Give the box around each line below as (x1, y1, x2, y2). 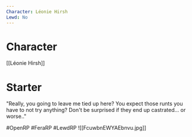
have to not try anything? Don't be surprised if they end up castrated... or (6, 107, 186, 114)
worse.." (6, 113, 27, 120)
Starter (6, 80, 42, 94)
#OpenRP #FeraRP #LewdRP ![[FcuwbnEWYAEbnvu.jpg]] (6, 124, 147, 132)
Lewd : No (6, 14, 28, 20)
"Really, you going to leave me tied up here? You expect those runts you (6, 100, 183, 107)
